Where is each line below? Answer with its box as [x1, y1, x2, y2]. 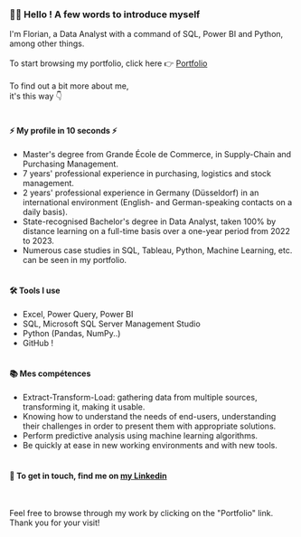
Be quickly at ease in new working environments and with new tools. [22, 439, 277, 450]
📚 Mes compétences [9, 368, 91, 379]
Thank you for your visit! [9, 517, 100, 528]
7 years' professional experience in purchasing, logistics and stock [22, 167, 271, 179]
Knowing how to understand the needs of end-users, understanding [22, 410, 277, 421]
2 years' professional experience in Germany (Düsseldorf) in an [22, 187, 259, 198]
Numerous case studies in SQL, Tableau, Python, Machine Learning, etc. [22, 244, 293, 256]
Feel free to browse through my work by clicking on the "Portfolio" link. [9, 508, 274, 519]
